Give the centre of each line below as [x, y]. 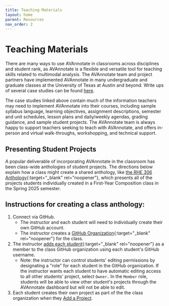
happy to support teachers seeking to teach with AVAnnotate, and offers [81, 127]
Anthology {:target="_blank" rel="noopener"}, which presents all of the [79, 177]
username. [24, 254]
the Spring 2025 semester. [33, 188]
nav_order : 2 [19, 24]
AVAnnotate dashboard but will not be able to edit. [73, 287]
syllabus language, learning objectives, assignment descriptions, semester [83, 111]
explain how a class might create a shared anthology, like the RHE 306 [79, 172]
